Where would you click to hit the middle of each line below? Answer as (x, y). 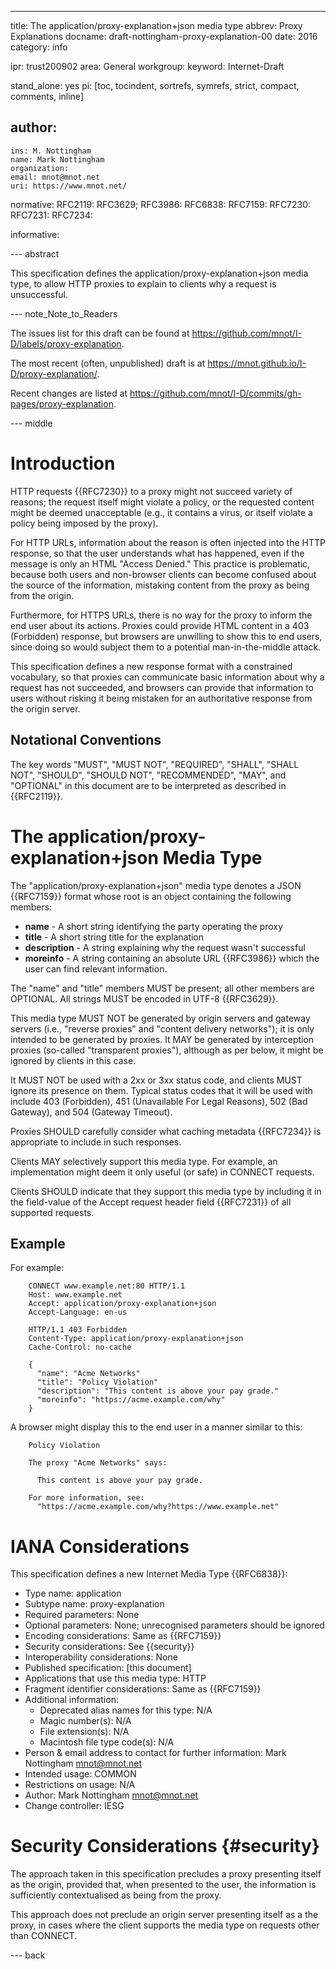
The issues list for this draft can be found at (100, 333)
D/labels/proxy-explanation (66, 343)
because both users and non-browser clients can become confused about (163, 574)
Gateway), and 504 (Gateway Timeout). (91, 1112)
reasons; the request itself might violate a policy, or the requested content (162, 502)
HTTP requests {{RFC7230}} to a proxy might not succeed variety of (151, 491)
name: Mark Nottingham (57, 159)
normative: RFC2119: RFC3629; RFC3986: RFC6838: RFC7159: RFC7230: (161, 204)
